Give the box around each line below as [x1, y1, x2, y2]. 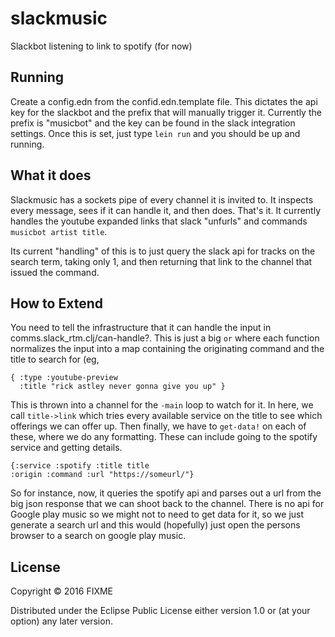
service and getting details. [10, 442, 123, 454]
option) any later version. [10, 615, 113, 627]
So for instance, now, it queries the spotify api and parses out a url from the [10, 487, 322, 499]
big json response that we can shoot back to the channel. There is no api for [10, 498, 325, 510]
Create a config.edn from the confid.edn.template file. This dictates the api [10, 95, 318, 107]
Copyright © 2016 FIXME [10, 585, 114, 597]
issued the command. [10, 266, 100, 278]
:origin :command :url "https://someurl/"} [10, 470, 195, 480]
